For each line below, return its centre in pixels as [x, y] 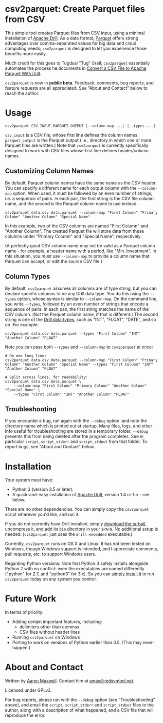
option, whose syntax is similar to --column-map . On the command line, [87, 299]
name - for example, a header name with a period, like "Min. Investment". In [81, 251]
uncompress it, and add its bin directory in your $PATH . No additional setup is [81, 529]
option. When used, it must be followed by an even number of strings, [83, 193]
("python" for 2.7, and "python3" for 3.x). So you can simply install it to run [80, 574]
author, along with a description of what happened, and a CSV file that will [79, 710]
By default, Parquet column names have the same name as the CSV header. [81, 183]
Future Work [31, 599]
